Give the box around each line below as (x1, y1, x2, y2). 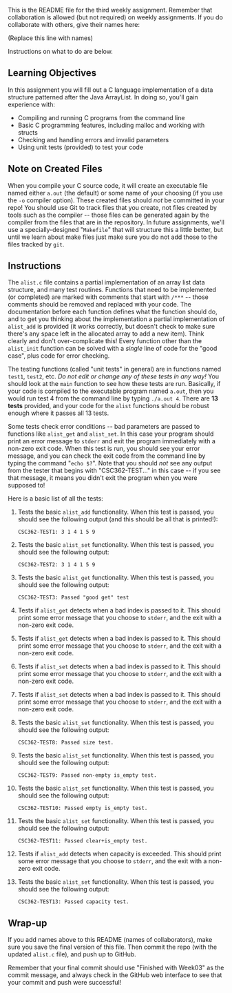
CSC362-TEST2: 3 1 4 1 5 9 (17, 561, 96, 568)
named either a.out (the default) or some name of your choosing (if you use (8, 189, 223, 197)
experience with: (8, 100, 56, 108)
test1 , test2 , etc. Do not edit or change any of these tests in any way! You (8, 372, 220, 380)
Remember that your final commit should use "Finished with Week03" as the (8, 963, 224, 972)
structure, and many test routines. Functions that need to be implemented (8, 286, 216, 294)
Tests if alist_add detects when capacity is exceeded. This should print (17, 849, 222, 858)
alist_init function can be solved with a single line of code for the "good (8, 345, 218, 353)
